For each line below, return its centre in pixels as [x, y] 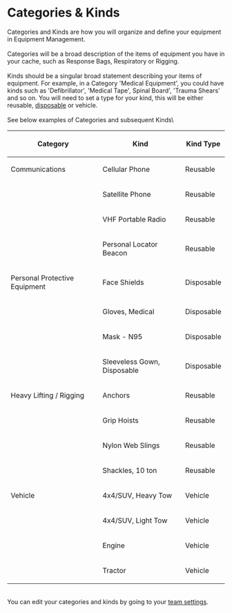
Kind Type [203, 144]
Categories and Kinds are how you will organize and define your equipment [114, 32]
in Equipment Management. [46, 39]
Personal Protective [42, 278]
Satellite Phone [127, 194]
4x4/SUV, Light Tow [135, 520]
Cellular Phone [126, 169]
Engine [114, 545]
